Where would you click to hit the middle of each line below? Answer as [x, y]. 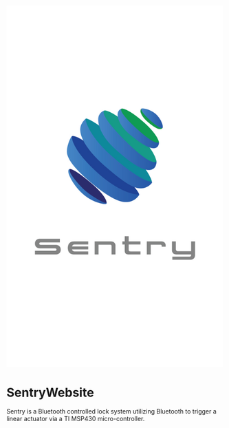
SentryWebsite [50, 393]
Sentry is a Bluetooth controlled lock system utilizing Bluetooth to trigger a [112, 411]
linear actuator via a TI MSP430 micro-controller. [76, 419]
